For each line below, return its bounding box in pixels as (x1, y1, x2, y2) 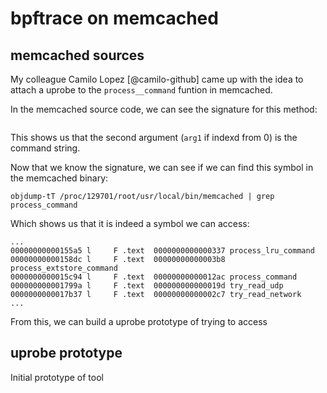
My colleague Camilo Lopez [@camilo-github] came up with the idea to (10, 73, 304, 85)
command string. (10, 142, 81, 154)
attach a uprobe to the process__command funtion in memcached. (10, 84, 273, 96)
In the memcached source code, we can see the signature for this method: (10, 103, 318, 115)
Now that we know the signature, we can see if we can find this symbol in (10, 162, 314, 173)
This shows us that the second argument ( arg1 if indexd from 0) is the (10, 132, 298, 143)
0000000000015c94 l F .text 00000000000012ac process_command (10, 272, 298, 282)
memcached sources (10, 47, 145, 64)
